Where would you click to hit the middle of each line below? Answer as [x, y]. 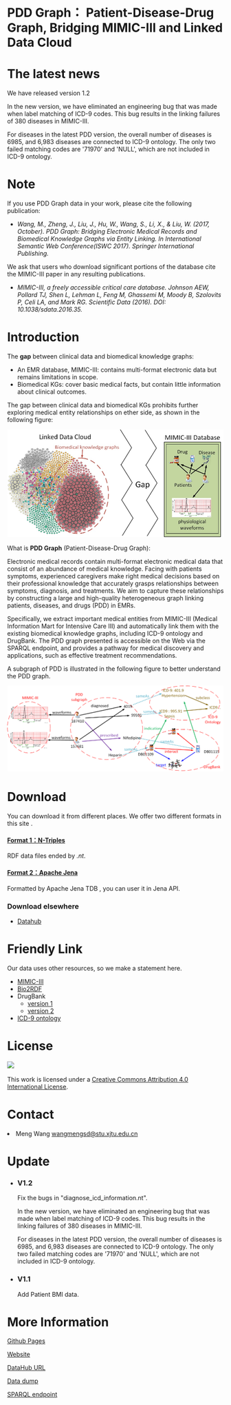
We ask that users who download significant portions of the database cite [111, 267]
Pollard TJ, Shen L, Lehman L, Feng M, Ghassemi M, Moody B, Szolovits [119, 295]
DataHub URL [26, 1368]
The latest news [54, 74]
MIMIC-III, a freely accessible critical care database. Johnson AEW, [113, 287]
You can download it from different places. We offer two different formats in [114, 816]
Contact [31, 1114]
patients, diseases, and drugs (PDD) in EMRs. [71, 605]
